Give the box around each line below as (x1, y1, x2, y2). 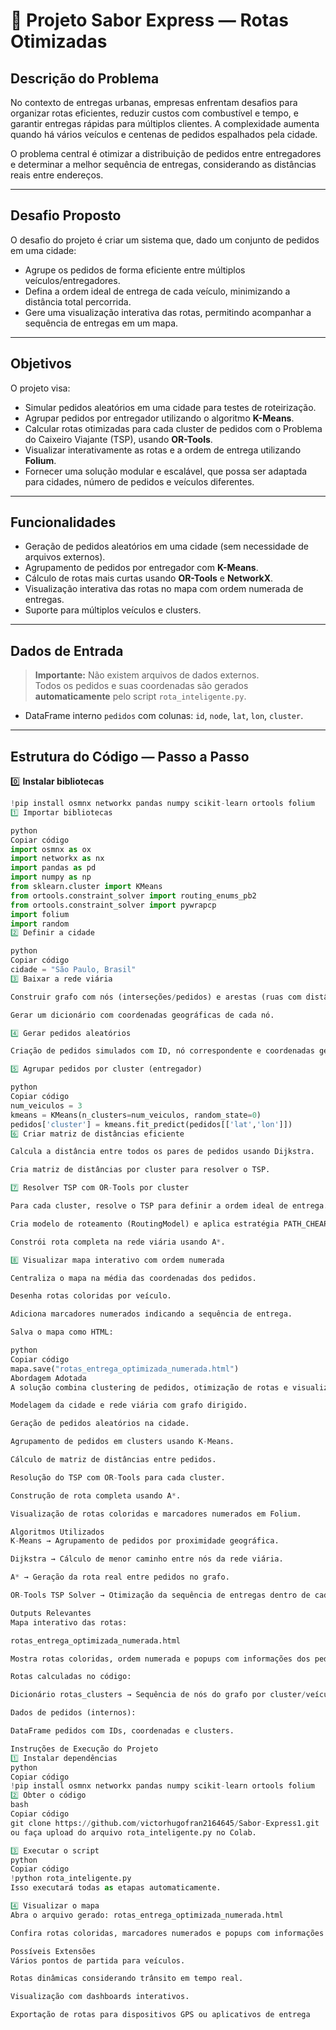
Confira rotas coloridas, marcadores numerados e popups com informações (10, 1928, 325, 1938)
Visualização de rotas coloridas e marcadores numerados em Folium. (10, 1509, 302, 1519)
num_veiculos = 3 (10, 1100, 83, 1111)
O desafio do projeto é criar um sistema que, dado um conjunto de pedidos (10, 234, 320, 246)
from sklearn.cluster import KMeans (10, 882, 163, 892)
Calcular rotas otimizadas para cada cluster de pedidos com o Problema (24, 422, 323, 434)
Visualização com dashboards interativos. (10, 1992, 190, 2002)
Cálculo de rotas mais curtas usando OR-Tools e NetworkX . (24, 572, 274, 584)
